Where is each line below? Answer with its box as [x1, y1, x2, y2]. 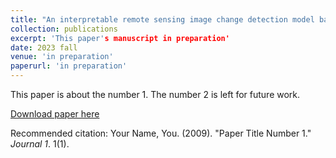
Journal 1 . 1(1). [10, 138, 70, 150]
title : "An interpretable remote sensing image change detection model [10, 14, 315, 25]
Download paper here [10, 108, 100, 120]
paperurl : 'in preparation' [10, 61, 128, 71]
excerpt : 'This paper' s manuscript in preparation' [10, 33, 230, 43]
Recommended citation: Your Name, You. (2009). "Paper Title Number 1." [10, 127, 312, 139]
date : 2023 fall [10, 42, 78, 53]
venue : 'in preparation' [10, 52, 114, 62]
